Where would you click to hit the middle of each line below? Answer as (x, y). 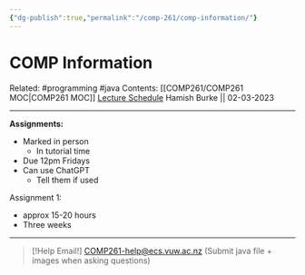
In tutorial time (63, 151)
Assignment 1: (35, 197)
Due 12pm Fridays (56, 161)
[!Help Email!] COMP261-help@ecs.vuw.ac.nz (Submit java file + (152, 250)
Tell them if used (67, 180)
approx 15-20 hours (59, 215)
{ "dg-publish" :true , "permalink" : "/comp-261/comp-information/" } (133, 18)
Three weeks (47, 224)
